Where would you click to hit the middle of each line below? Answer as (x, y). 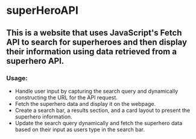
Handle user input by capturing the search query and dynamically (96, 91)
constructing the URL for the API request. (66, 97)
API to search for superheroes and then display (97, 42)
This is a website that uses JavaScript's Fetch (94, 33)
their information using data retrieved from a (91, 51)
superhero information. (43, 116)
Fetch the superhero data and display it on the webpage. (85, 103)
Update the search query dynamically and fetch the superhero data (99, 123)
